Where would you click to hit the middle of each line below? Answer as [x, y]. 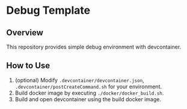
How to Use [28, 66]
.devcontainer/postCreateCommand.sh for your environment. [88, 86]
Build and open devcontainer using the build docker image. [88, 99]
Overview [25, 33]
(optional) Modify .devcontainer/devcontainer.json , [79, 80]
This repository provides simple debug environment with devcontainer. [94, 47]
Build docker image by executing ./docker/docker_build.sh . [89, 93]
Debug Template [48, 10]
